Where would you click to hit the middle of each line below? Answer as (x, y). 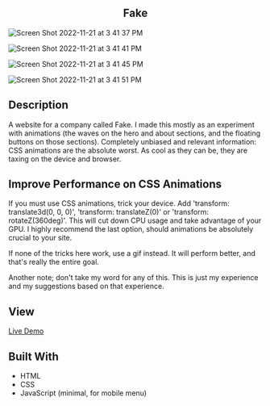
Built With (33, 356)
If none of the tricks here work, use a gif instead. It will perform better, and (132, 253)
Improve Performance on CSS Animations (115, 184)
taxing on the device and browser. (65, 159)
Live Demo (26, 331)
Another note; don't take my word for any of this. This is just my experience (133, 278)
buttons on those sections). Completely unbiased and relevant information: (132, 141)
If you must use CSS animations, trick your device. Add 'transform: (119, 203)
